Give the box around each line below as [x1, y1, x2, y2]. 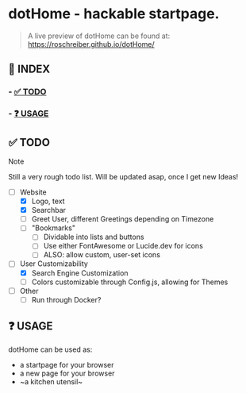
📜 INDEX [8, 63, 51, 76]
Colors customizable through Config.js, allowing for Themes [31, 277, 229, 287]
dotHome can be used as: [8, 345, 93, 354]
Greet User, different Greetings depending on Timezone [31, 214, 214, 224]
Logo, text [31, 196, 65, 206]
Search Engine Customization [31, 268, 129, 278]
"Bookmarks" [31, 223, 75, 233]
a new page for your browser [19, 368, 115, 378]
